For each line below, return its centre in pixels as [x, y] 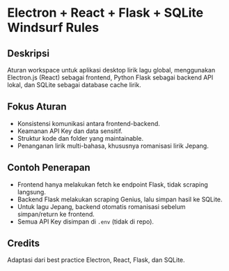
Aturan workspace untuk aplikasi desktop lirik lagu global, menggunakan [111, 70]
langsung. [32, 192]
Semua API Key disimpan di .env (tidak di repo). [86, 222]
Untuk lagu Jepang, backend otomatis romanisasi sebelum [101, 206]
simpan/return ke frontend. [56, 214]
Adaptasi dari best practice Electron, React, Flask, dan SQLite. [96, 260]
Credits [24, 243]
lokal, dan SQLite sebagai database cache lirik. [74, 85]
